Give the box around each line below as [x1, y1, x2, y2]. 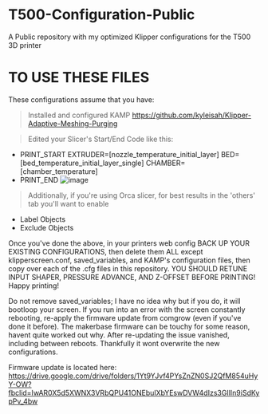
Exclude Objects [19, 223, 74, 232]
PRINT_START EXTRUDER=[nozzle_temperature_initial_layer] [19, 149, 219, 159]
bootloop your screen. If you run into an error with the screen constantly [8, 305, 246, 314]
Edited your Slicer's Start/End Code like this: [27, 134, 174, 144]
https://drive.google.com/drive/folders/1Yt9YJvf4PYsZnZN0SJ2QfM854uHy [8, 371, 258, 380]
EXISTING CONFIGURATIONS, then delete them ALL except [8, 246, 203, 256]
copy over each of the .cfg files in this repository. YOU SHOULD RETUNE [8, 263, 248, 273]
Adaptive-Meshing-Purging [27, 118, 118, 128]
